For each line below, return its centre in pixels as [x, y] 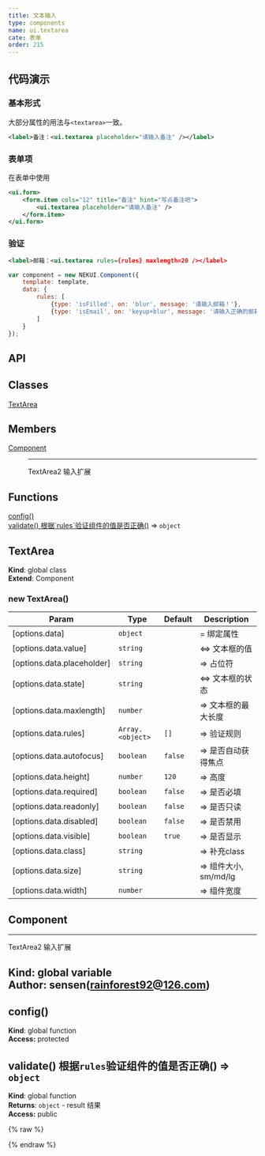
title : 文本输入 [32, 15]
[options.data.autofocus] [58, 756]
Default [178, 619]
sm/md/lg [218, 877]
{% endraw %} [32, 1145]
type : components [37, 23]
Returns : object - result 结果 [54, 1105]
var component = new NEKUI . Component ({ [74, 275]
